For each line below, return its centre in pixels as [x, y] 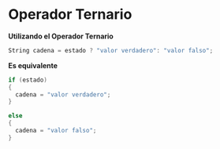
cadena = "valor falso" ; [56, 131]
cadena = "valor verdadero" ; [63, 94]
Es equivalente [33, 65]
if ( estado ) [28, 80]
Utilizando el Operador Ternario [61, 36]
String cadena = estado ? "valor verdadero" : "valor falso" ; [111, 50]
